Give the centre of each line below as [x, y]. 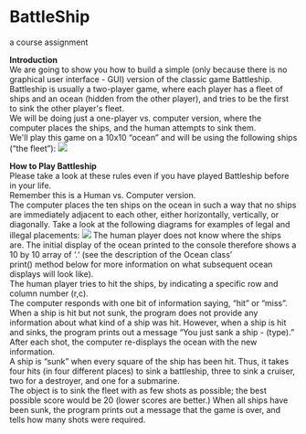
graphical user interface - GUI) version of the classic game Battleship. [141, 79]
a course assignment [49, 42]
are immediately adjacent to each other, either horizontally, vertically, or [144, 214]
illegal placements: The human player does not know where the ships [145, 235]
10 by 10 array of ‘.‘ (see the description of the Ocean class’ [121, 254]
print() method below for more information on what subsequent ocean [141, 264]
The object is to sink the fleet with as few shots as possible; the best [138, 390]
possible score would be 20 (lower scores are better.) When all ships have [149, 400]
